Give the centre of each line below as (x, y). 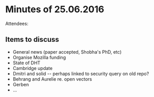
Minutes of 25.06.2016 (55, 9)
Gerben (21, 84)
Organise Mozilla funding (39, 57)
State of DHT (26, 63)
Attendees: (17, 23)
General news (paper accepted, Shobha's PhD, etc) (67, 52)
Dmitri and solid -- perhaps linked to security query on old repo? (81, 74)
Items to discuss (32, 40)
